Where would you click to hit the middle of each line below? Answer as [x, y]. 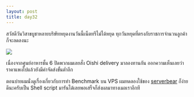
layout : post [22, 11]
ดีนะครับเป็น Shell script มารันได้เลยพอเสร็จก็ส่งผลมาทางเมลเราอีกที [73, 88]
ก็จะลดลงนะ [17, 40]
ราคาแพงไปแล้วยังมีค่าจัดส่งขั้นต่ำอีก [40, 69]
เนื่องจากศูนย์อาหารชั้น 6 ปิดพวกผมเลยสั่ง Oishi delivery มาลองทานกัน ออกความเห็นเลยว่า [95, 63]
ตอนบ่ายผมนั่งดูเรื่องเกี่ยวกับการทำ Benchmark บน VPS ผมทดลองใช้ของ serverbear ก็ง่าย [97, 81]
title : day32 [22, 17]
